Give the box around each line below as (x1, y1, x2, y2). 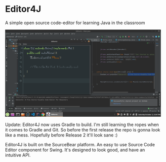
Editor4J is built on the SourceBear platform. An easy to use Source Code (5, 141, 155, 147)
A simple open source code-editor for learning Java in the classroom (5, 20, 145, 26)
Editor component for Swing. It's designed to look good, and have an (5, 147, 145, 153)
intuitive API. (5, 152, 31, 158)
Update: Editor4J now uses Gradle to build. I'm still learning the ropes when (5, 122, 159, 128)
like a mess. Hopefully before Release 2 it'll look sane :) (5, 132, 118, 138)
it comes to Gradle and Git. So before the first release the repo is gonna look (5, 127, 161, 132)
